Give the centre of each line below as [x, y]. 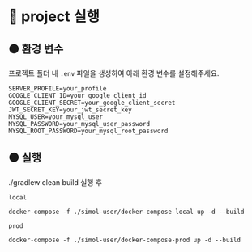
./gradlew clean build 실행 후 [56, 182]
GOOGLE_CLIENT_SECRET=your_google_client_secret [92, 103]
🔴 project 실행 [54, 17]
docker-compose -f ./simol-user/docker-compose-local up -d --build [126, 212]
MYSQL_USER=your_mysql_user [56, 117]
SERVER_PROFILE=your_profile [58, 89]
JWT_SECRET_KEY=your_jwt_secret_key [70, 110]
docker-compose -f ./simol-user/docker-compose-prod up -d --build [125, 240]
